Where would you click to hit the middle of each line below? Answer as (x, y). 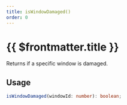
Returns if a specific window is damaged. (57, 64)
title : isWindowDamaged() (38, 12)
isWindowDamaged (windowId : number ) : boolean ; (64, 97)
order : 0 (17, 17)
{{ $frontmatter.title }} (63, 47)
